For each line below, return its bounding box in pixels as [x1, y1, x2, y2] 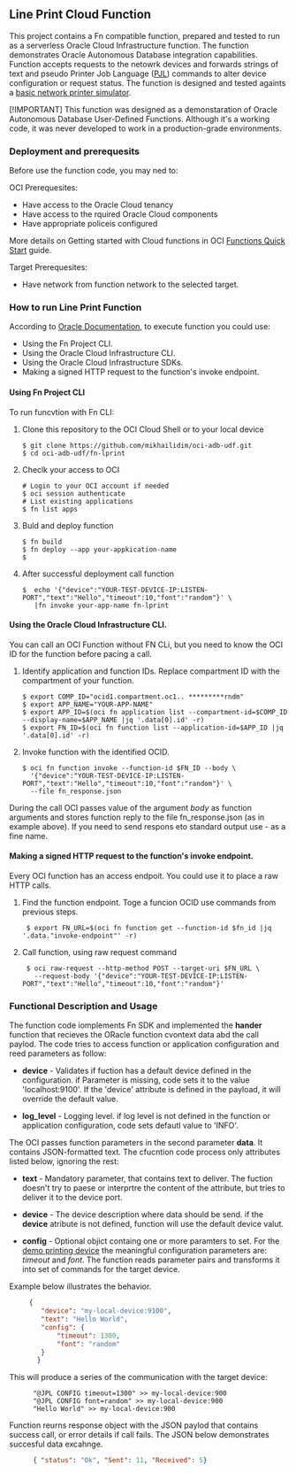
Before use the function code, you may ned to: [9, 166, 178, 176]
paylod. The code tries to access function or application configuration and [9, 1039, 280, 1050]
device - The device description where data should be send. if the [21, 1209, 263, 1220]
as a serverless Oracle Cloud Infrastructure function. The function [9, 40, 249, 50]
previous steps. [21, 906, 79, 917]
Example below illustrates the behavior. [9, 1281, 152, 1292]
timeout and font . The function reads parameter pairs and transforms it [21, 1254, 280, 1265]
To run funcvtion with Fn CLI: [9, 406, 115, 417]
